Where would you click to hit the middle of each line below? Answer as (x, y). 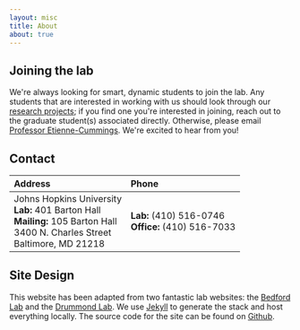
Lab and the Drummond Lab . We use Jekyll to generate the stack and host (146, 307)
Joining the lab (51, 70)
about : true (31, 34)
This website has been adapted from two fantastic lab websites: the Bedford (150, 297)
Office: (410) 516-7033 (183, 227)
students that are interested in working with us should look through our (140, 102)
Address (32, 183)
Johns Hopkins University (68, 199)
